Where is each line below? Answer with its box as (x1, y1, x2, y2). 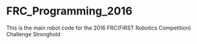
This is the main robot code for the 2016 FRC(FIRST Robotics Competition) (6, 24, 192, 31)
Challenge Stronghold (6, 30, 60, 37)
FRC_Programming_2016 (6, 4, 133, 18)
